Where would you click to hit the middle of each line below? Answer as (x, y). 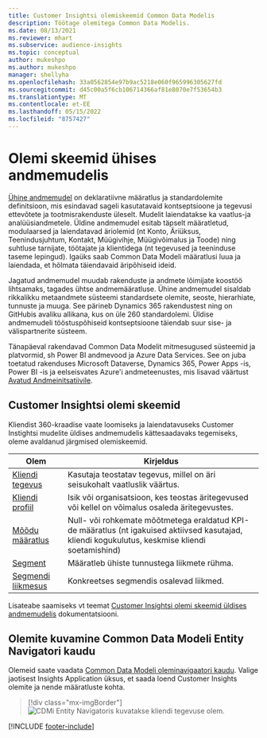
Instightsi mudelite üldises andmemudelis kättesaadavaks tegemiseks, (123, 433)
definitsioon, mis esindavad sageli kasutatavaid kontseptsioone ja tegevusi (130, 206)
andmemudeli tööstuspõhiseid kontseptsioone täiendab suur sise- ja (120, 322)
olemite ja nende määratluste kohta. (67, 687)
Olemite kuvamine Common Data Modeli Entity (126, 639)
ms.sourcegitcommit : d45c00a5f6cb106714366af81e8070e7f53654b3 (115, 89)
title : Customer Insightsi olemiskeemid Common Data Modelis (112, 16)
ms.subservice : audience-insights (66, 45)
